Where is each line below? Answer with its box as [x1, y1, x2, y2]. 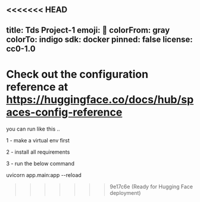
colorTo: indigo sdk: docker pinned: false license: [6, 34, 193, 44]
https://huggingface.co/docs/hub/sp [6, 92, 194, 106]
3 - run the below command [6, 160, 74, 167]
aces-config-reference [6, 105, 123, 119]
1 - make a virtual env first [6, 136, 70, 144]
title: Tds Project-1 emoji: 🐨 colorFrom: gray [6, 25, 170, 35]
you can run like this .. [6, 125, 61, 132]
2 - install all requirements [6, 148, 70, 156]
